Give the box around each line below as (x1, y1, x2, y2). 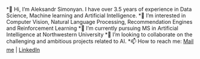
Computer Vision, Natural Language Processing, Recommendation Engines (6, 18, 193, 25)
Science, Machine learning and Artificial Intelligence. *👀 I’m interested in (6, 12, 186, 19)
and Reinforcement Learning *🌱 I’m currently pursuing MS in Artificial (6, 24, 178, 32)
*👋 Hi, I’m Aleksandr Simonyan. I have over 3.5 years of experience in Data (6, 6, 192, 13)
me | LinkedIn (6, 46, 40, 53)
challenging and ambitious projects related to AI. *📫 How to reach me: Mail (6, 38, 194, 45)
